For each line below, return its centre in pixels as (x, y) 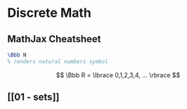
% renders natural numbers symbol (58, 61)
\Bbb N (17, 55)
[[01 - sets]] (33, 97)
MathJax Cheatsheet (54, 39)
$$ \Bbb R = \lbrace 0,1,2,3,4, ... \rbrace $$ (118, 75)
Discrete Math (49, 13)
